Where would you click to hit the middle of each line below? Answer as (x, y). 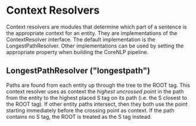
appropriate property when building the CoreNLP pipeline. (77, 52)
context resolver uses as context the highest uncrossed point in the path (95, 91)
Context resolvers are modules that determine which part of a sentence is (97, 27)
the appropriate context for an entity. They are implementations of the (92, 33)
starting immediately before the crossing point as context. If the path (90, 110)
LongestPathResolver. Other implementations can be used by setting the (95, 46)
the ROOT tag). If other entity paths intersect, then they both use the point (97, 104)
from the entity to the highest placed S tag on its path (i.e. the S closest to (97, 97)
